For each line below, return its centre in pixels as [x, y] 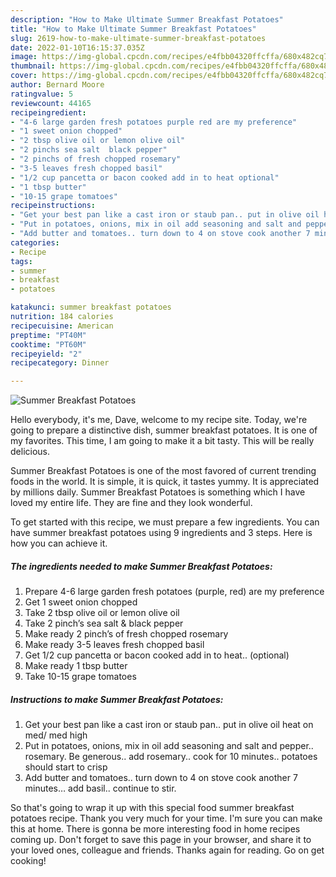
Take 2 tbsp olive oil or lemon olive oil [102, 613]
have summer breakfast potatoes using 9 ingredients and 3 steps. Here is [161, 533]
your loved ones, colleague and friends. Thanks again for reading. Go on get [167, 850]
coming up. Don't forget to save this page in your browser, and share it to [161, 840]
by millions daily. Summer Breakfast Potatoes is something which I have [158, 492]
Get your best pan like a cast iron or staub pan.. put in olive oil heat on [169, 725]
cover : [24, 76]
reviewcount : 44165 [51, 103]
